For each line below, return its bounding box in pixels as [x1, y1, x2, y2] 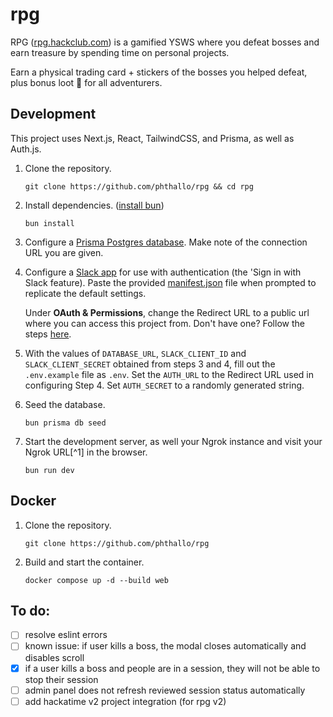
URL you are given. [24, 246, 104, 258]
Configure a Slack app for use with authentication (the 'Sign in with [24, 266, 302, 278]
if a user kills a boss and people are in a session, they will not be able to [24, 662, 321, 674]
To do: [10, 602, 51, 619]
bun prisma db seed [24, 418, 107, 428]
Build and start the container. [24, 556, 145, 568]
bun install [24, 218, 75, 228]
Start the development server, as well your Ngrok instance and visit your [24, 435, 323, 447]
